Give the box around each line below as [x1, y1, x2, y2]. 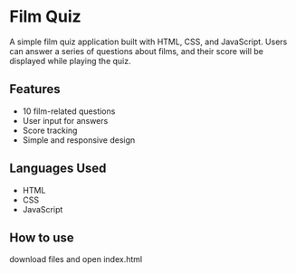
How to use [9, 230, 74, 245]
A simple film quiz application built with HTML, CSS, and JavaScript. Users [9, 36, 288, 47]
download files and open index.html [9, 254, 143, 265]
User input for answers [22, 115, 109, 126]
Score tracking [22, 125, 78, 136]
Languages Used [9, 161, 107, 176]
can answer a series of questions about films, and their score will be [9, 45, 264, 56]
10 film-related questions [22, 106, 116, 117]
